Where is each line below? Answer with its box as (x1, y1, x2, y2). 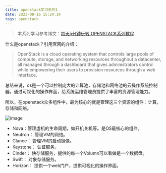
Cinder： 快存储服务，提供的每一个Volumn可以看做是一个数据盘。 (12, 150, 147, 156)
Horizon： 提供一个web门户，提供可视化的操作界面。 (12, 163, 121, 169)
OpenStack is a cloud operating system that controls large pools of (17, 51, 154, 57)
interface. (17, 72, 37, 78)
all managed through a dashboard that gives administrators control (17, 61, 154, 67)
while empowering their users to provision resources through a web (17, 67, 156, 73)
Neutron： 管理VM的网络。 (12, 132, 68, 138)
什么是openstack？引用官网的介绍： (5, 41, 79, 47)
